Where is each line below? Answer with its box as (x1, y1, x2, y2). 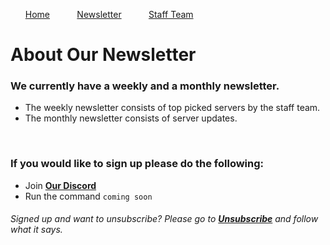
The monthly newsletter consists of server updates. (24, 112, 238, 124)
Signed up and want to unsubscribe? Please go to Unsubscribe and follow (10, 213, 319, 225)
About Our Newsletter (10, 44, 197, 66)
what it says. (10, 224, 63, 236)
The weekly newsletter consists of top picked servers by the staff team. (24, 102, 321, 114)
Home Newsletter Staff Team (24, 9, 194, 20)
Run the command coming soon (24, 190, 153, 202)
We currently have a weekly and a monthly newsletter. (10, 79, 280, 93)
